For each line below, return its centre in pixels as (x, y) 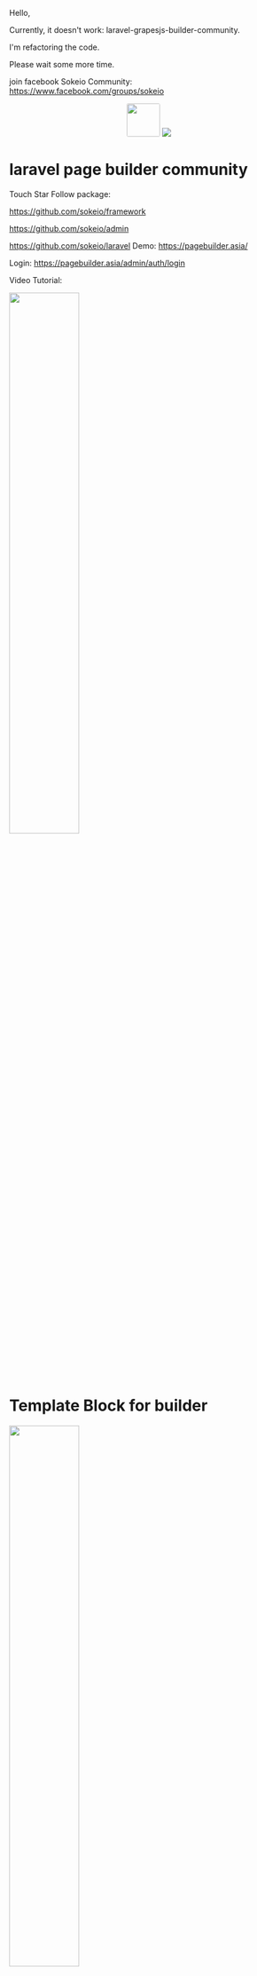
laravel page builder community (128, 170)
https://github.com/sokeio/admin (69, 228)
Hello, (20, 13)
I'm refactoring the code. (55, 47)
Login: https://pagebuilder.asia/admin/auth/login (97, 263)
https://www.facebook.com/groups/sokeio (87, 91)
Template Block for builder (109, 1406)
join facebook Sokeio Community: (71, 82)
